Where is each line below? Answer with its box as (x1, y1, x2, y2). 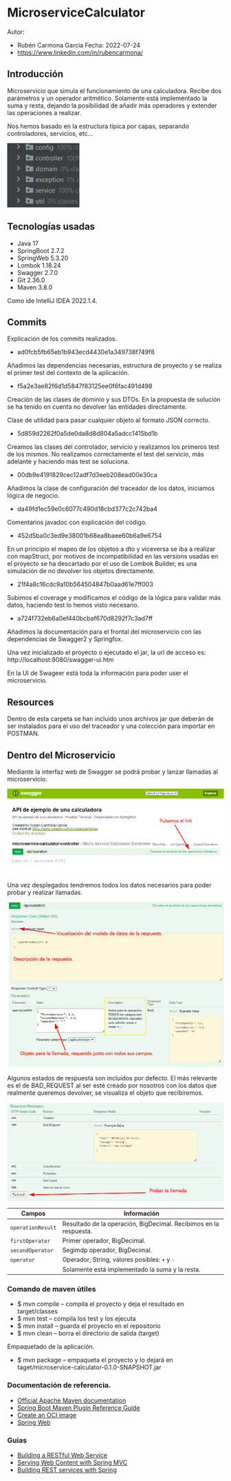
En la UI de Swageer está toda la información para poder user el (7, 669, 188, 677)
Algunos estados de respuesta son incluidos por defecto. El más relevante (7, 1074, 218, 1082)
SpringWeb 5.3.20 (16, 254, 69, 262)
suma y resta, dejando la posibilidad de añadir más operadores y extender (7, 101, 217, 110)
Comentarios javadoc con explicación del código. (7, 518, 147, 527)
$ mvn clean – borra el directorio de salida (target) (16, 1329, 159, 1338)
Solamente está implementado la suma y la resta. (62, 1265, 201, 1273)
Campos (21, 1209, 46, 1218)
